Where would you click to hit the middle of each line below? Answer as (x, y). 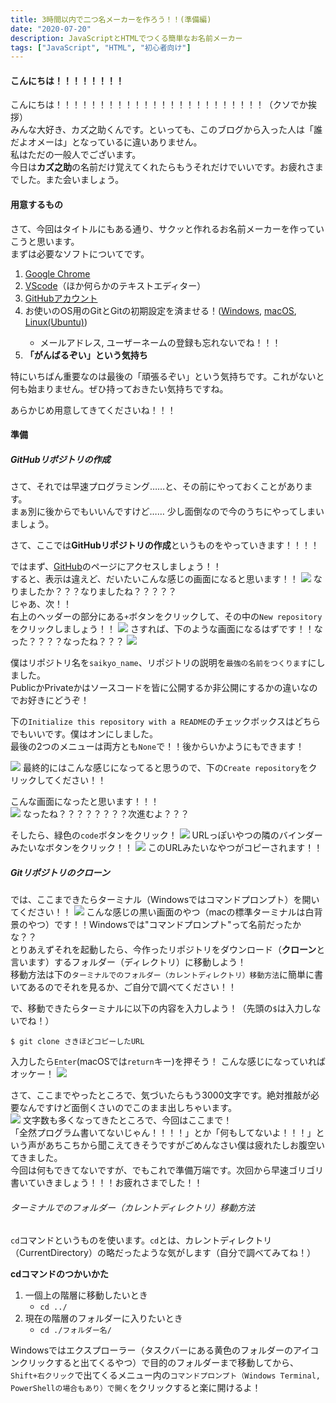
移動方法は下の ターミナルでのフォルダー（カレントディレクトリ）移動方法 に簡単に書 (167, 975)
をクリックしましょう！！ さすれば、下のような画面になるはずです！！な (166, 629)
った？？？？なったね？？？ (67, 642)
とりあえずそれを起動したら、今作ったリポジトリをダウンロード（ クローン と (168, 950)
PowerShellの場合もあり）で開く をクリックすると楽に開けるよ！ (136, 1388)
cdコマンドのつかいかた (60, 1274)
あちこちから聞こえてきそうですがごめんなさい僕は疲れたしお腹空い (184, 1145)
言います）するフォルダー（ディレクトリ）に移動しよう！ (128, 962)
